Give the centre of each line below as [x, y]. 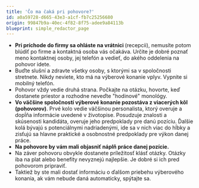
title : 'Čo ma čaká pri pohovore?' [50, 12]
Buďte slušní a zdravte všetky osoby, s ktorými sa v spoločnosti [93, 71]
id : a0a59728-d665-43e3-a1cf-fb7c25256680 [60, 17]
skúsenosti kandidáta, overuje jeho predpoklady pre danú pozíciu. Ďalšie [104, 121]
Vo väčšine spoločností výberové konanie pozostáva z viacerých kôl [101, 103]
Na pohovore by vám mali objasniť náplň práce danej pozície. [92, 147]
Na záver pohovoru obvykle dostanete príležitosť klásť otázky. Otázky [100, 153]
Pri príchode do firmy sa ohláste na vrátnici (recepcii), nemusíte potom [103, 45]
